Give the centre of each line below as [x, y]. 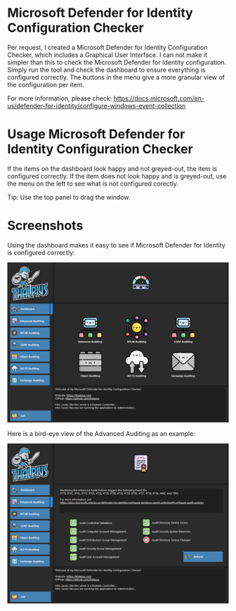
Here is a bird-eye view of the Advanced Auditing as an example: [101, 434]
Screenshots [45, 226]
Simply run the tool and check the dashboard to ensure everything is [106, 70]
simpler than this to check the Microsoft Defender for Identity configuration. [117, 62]
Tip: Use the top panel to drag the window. [69, 197]
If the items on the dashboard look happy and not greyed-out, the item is [112, 168]
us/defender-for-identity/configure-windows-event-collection [97, 105]
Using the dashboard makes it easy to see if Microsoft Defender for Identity [117, 245]
